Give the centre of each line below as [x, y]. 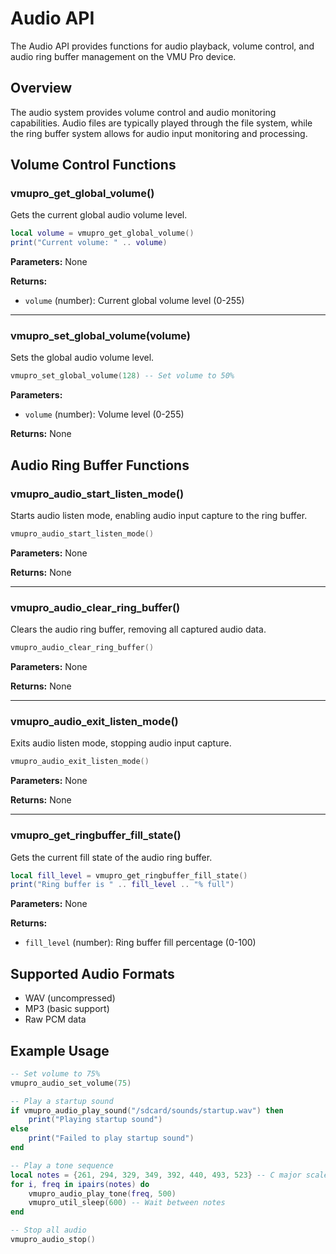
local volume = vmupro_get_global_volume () [102, 233]
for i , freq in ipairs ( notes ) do [80, 1184]
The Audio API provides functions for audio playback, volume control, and [162, 46]
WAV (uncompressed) [70, 998]
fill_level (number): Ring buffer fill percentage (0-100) [140, 943]
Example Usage [60, 1050]
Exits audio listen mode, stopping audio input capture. [121, 743]
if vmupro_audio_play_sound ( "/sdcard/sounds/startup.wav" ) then [147, 1110]
